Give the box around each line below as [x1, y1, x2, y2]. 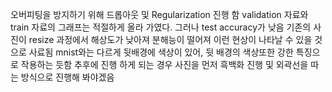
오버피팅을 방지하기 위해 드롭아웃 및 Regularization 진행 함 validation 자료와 [10, 9, 309, 20]
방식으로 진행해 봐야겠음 [20, 71, 115, 83]
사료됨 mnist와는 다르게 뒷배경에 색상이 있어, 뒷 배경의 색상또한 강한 [28, 46, 294, 58]
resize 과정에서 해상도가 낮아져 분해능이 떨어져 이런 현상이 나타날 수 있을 [28, 34, 313, 45]
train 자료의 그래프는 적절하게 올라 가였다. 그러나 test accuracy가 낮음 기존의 [10, 21, 312, 33]
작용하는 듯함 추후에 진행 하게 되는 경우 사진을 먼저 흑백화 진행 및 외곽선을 [20, 59, 309, 70]
